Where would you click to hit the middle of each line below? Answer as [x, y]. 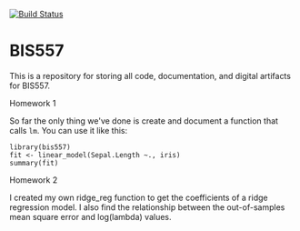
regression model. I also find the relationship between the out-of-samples [147, 207]
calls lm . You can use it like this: [69, 130]
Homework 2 [34, 180]
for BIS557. [30, 85]
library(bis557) [40, 147]
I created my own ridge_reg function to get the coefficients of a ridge [139, 197]
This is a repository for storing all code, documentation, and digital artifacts [150, 75]
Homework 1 [33, 103]
